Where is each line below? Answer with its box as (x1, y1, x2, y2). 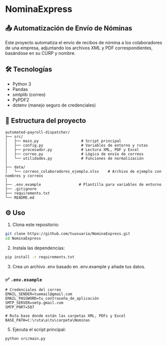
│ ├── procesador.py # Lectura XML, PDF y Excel (5, 147, 140, 152)
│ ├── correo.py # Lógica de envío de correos (5, 151, 144, 156)
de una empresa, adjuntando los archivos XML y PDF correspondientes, (5, 45, 153, 51)
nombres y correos (5, 173, 43, 178)
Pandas (12, 86, 28, 92)
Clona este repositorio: (12, 222, 59, 228)
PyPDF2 (12, 97, 29, 103)
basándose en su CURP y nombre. (5, 50, 76, 56)
